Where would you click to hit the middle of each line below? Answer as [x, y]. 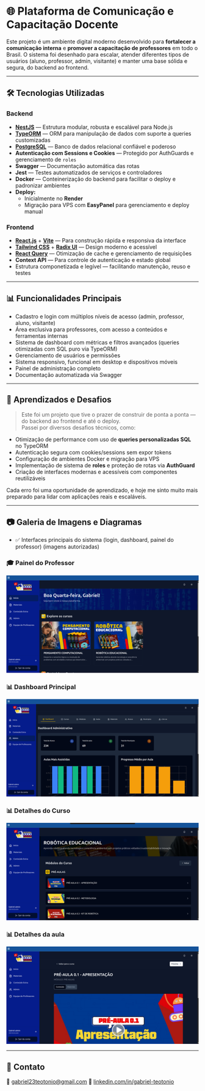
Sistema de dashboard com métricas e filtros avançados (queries [97, 342]
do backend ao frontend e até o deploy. [71, 421]
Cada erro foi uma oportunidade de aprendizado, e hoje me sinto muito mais [102, 490]
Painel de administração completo [58, 368]
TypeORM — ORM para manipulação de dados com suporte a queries [103, 133]
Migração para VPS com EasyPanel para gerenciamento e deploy [107, 205]
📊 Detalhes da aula [36, 935]
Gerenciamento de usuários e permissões [68, 355]
